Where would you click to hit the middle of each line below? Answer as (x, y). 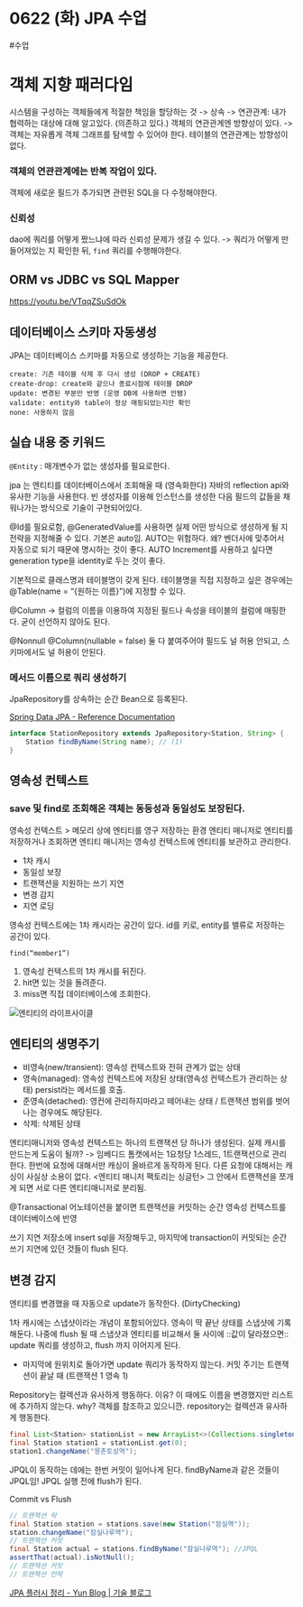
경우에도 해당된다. (71, 1113)
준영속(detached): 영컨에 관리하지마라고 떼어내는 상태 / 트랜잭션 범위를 (147, 1101)
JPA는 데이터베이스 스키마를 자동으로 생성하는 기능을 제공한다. (119, 356)
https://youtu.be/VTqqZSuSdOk (68, 301)
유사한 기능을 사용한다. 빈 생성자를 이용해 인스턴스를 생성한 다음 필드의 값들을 (145, 496)
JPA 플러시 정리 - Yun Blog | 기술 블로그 (80, 1593)
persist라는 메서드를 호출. (80, 1090)
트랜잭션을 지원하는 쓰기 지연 (73, 883)
